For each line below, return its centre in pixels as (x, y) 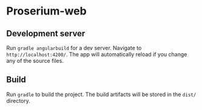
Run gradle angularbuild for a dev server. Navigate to (74, 48)
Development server (46, 34)
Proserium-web (46, 11)
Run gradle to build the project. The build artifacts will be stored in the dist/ (101, 94)
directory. (18, 100)
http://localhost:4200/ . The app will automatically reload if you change (97, 54)
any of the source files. (35, 61)
